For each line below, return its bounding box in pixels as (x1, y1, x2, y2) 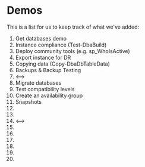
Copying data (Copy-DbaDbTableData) (15, 60, 111, 67)
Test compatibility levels (15, 85, 75, 92)
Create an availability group (15, 92, 83, 99)
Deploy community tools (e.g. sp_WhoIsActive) (15, 47, 130, 54)
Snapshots (15, 98, 42, 105)
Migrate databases (15, 79, 62, 86)
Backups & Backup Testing (15, 66, 81, 73)
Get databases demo (15, 35, 67, 42)
